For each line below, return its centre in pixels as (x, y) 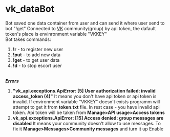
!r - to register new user (38, 49)
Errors (12, 81)
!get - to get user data (36, 60)
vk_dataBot (30, 9)
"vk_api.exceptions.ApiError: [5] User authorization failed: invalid (84, 90)
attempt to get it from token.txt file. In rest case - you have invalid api (86, 107)
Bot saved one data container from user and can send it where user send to (85, 23)
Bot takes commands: (28, 39)
